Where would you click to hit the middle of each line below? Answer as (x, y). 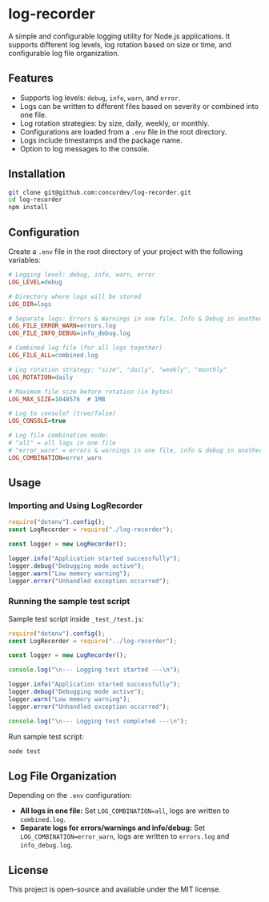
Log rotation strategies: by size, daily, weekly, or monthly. (114, 123)
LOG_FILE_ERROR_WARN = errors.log (62, 326)
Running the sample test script (69, 602)
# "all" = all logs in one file (62, 443)
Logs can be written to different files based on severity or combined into (139, 106)
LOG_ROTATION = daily (41, 377)
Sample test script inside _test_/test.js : (76, 618)
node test (25, 751)
